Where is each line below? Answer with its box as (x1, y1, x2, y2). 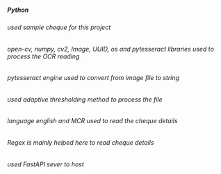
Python (7, 6, 29, 14)
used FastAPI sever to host (7, 160, 85, 168)
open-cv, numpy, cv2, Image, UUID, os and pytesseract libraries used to (7, 45, 214, 53)
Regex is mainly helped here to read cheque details (7, 139, 154, 147)
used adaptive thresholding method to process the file (7, 95, 163, 104)
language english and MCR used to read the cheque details (7, 117, 179, 125)
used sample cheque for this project (7, 23, 111, 31)
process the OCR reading (7, 52, 80, 61)
